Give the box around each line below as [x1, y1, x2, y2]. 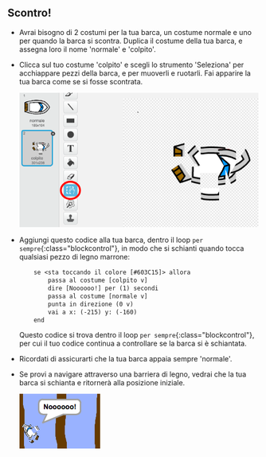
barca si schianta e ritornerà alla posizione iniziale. [18, 378, 186, 388]
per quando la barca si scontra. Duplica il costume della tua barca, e [18, 36, 243, 45]
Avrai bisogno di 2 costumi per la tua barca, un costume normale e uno [18, 27, 252, 37]
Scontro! [7, 6, 52, 20]
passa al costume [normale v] [48, 292, 148, 301]
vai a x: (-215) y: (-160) [48, 308, 138, 317]
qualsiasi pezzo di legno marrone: [18, 252, 131, 262]
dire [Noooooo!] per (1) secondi [48, 284, 158, 293]
